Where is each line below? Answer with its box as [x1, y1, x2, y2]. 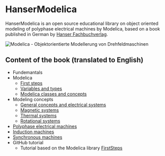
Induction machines [12, 129, 54, 135]
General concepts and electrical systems [20, 102, 106, 108]
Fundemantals [12, 69, 43, 75]
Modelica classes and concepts [20, 90, 87, 97]
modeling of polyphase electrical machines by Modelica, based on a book [5, 25, 160, 32]
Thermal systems [20, 112, 57, 118]
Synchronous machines [12, 134, 63, 140]
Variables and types [20, 85, 63, 91]
